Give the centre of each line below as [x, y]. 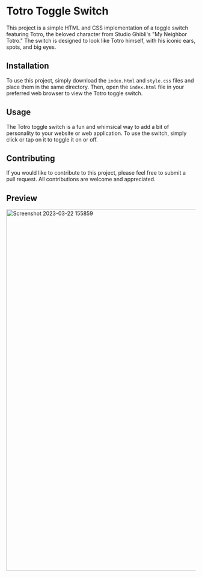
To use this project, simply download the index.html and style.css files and [100, 80]
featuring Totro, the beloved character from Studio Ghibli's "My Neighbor [97, 34]
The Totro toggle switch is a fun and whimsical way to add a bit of [88, 126]
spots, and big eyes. [31, 47]
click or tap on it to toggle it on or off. [52, 139]
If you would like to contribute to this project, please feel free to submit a [96, 173]
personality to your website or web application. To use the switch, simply [96, 133]
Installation [28, 66]
